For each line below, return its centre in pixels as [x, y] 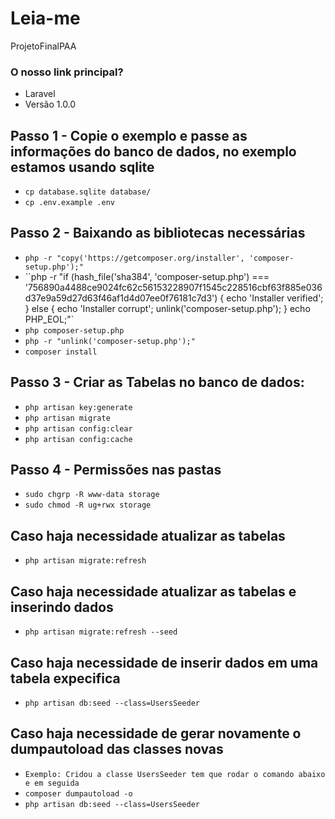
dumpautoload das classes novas [117, 749]
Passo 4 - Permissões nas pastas [116, 470]
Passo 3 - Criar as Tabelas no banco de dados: [157, 382]
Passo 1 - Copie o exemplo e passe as [129, 135]
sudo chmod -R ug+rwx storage [88, 505]
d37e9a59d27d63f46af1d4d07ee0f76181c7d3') [121, 298]
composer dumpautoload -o [78, 793]
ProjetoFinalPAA [43, 46]
